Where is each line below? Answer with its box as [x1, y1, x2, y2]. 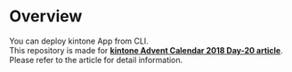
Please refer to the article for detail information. [9, 54, 183, 65]
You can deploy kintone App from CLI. [9, 36, 149, 46]
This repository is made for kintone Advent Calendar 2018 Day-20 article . [9, 44, 283, 55]
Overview [9, 6, 83, 27]
